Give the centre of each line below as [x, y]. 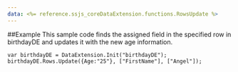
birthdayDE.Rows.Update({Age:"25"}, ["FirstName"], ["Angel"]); [105, 61]
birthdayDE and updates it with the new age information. [90, 42]
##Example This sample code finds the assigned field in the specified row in [119, 34]
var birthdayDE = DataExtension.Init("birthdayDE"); [87, 55]
